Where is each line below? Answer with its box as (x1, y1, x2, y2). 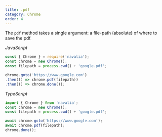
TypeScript (5, 91, 28, 96)
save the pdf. (5, 35, 32, 41)
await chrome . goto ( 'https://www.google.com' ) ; (5, 118, 103, 124)
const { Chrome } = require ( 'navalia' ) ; (5, 54, 90, 59)
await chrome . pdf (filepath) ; (5, 123, 65, 128)
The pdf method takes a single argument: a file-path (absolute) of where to (5, 30, 157, 36)
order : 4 (5, 16, 23, 21)
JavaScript (5, 45, 28, 51)
